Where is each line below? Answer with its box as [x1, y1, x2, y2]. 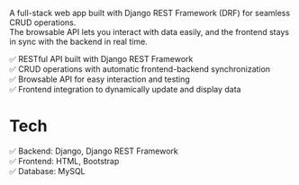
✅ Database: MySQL [9, 165, 86, 176]
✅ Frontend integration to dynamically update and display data [9, 84, 241, 94]
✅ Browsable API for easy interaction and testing [9, 74, 191, 84]
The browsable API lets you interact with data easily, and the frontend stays [9, 27, 290, 37]
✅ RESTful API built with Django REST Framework [9, 54, 194, 64]
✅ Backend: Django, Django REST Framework [9, 145, 178, 156]
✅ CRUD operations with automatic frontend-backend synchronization [9, 64, 271, 75]
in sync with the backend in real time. [9, 36, 149, 47]
